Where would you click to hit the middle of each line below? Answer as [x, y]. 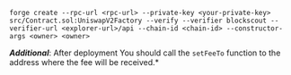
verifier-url [34, 29]
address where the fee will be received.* [84, 62]
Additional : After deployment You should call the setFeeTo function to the [145, 53]
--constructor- [254, 29]
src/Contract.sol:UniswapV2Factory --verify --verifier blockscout [138, 21]
